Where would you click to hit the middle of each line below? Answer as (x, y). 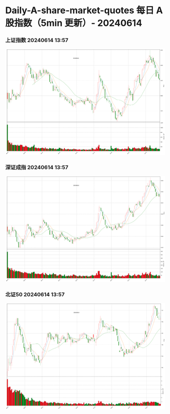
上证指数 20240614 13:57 (37, 40)
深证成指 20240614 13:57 (37, 167)
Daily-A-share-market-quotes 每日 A (84, 10)
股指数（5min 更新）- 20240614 (74, 23)
